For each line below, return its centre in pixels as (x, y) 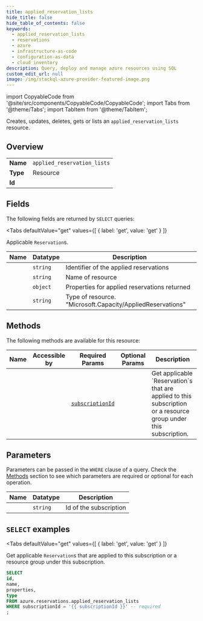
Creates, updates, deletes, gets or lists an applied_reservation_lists (93, 121)
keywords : (19, 29)
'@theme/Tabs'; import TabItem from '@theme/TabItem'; (77, 110)
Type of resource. (91, 297)
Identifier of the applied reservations (117, 267)
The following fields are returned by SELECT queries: (70, 218)
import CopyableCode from (40, 97)
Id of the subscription (96, 508)
